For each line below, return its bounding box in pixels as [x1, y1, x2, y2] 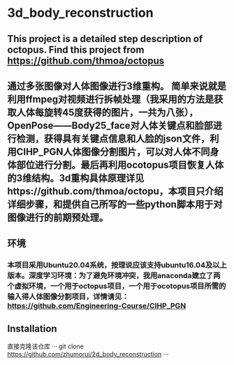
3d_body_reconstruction [7, 5, 154, 21]
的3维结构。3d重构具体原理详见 [7, 172, 145, 184]
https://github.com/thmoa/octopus [7, 55, 165, 67]
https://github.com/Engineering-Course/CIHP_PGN [7, 301, 187, 311]
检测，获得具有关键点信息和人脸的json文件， [16, 132, 210, 144]
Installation [7, 322, 57, 334]
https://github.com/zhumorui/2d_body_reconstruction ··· [7, 350, 169, 359]
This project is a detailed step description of [7, 33, 203, 45]
